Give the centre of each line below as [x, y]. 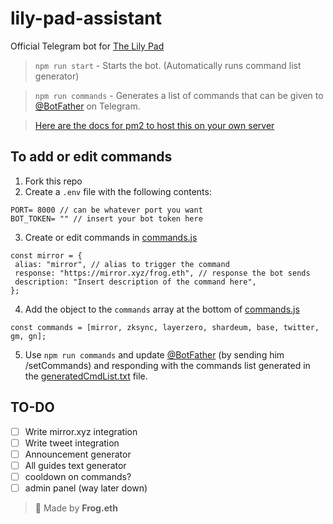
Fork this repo [53, 181]
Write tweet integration [72, 443]
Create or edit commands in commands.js [111, 237]
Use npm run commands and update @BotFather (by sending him [154, 354]
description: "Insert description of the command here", [135, 282]
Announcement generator [78, 454]
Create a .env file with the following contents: [118, 191]
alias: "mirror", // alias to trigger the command [122, 264]
